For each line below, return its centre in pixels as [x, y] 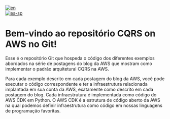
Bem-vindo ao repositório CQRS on [80, 34]
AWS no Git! [31, 44]
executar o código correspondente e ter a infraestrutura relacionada [77, 84]
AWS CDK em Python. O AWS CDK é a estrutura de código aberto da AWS [83, 100]
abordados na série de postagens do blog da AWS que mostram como [79, 64]
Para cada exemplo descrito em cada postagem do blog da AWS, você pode [85, 79]
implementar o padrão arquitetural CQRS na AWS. [57, 69]
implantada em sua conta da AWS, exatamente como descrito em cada [79, 89]
